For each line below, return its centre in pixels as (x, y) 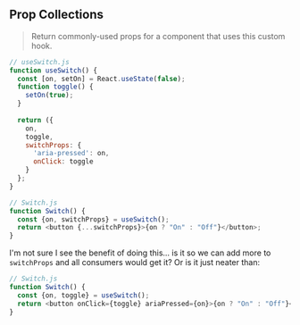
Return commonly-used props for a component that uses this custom (158, 36)
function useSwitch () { (54, 71)
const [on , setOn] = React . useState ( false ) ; (101, 79)
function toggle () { (55, 87)
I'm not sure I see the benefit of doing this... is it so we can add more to (140, 253)
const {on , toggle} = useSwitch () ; (83, 295)
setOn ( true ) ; (50, 96)
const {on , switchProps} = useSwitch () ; (93, 219)
